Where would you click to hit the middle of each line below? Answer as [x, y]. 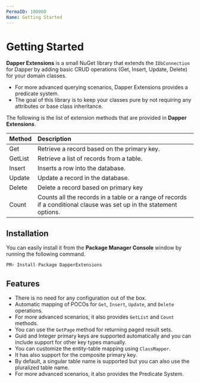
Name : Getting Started [34, 17]
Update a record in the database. [84, 178]
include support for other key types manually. [71, 342]
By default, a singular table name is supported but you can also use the [102, 361]
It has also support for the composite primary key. [76, 354]
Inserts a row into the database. [82, 169]
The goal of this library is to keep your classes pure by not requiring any [103, 100]
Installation [27, 233]
